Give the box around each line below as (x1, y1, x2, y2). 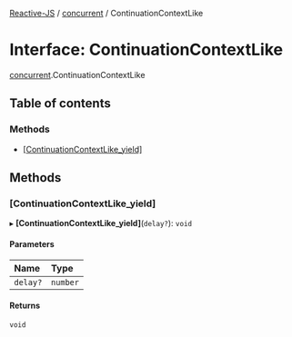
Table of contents (9, 95, 111, 112)
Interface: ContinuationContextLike (9, 40, 284, 60)
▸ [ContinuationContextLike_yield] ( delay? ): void (9, 218, 193, 229)
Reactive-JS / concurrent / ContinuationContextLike (9, 8, 204, 18)
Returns (9, 300, 41, 312)
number (51, 277, 80, 287)
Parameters (9, 238, 55, 249)
